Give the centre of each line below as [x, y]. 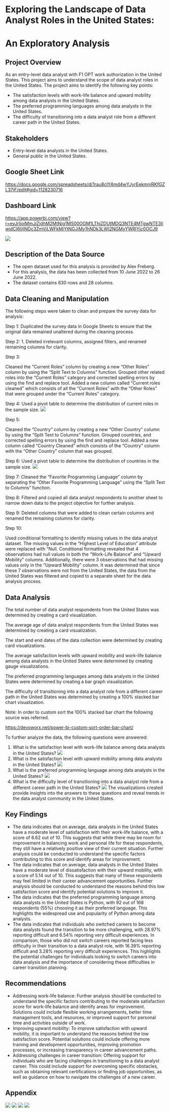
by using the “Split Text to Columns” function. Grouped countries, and [78, 435]
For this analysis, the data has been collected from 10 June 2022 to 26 [86, 272]
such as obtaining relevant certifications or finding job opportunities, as [87, 1071]
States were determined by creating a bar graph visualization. [70, 682]
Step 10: [14, 528]
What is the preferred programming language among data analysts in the [89, 770]
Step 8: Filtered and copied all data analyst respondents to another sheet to [84, 498]
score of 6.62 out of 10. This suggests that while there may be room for [87, 837]
